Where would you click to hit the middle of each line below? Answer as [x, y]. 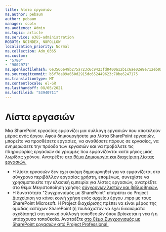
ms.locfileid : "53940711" [32, 93]
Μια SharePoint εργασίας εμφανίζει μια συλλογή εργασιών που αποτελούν [83, 131]
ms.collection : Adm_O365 [31, 51]
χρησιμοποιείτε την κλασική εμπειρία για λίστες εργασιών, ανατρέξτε [84, 182]
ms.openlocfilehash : [26, 70]
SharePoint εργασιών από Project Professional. [60, 224]
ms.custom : [16, 56]
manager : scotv [21, 23]
